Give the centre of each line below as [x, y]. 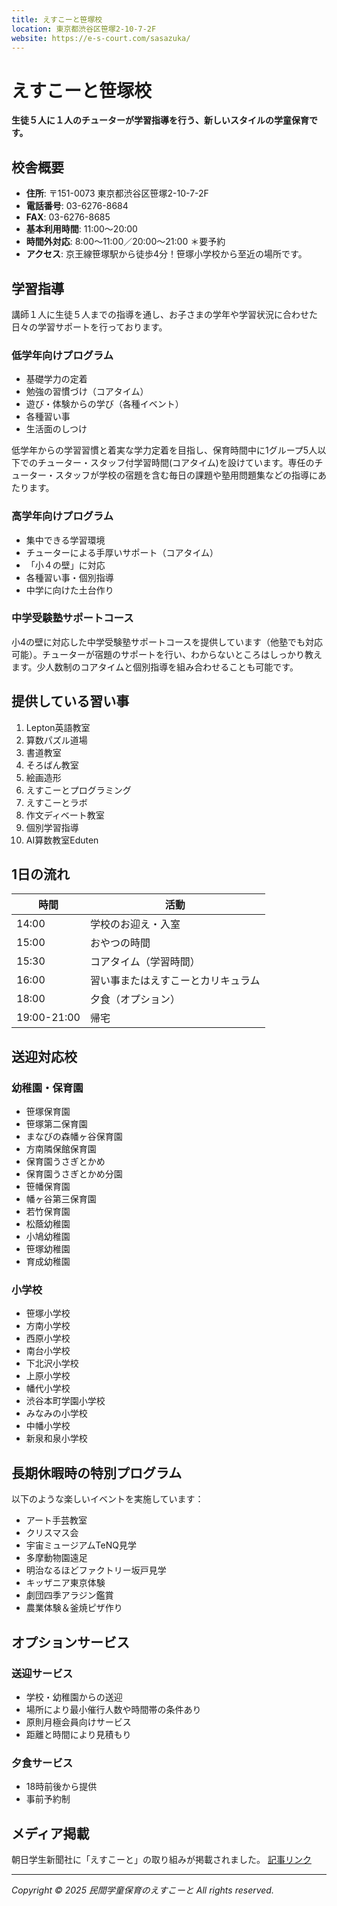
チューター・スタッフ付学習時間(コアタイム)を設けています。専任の [176, 463]
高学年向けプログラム [62, 516]
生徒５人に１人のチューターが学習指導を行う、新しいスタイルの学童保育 [160, 120]
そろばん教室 [52, 765]
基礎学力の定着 [56, 379]
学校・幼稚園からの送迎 [74, 1697]
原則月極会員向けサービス [78, 1722]
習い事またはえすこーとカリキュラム [175, 981]
